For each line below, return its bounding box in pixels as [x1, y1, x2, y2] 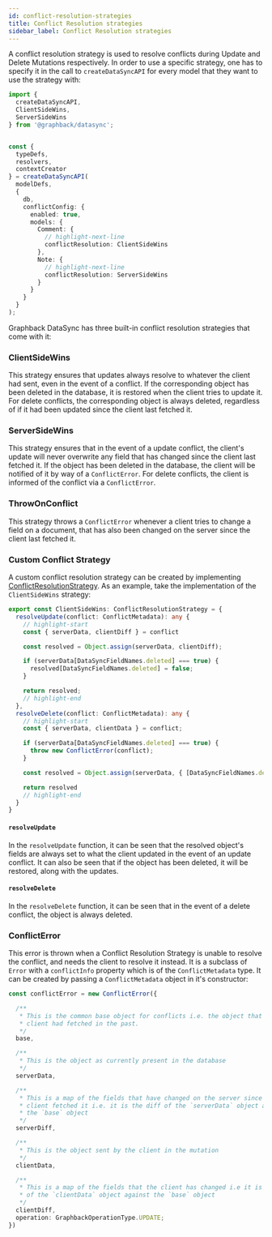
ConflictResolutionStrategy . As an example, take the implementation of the [8, 581, 257, 591]
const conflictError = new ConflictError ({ [8, 990, 158, 998]
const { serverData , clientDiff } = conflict [23, 627, 180, 636]
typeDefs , [15, 150, 49, 158]
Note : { [37, 255, 63, 263]
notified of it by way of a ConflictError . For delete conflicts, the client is [8, 469, 249, 479]
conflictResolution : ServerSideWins [44, 271, 168, 279]
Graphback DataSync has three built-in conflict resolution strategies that [8, 323, 250, 332]
